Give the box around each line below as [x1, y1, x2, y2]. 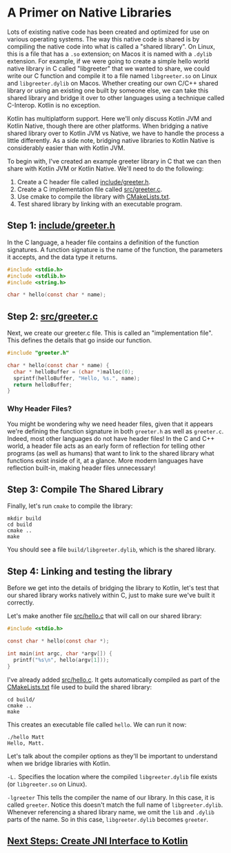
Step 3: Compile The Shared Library [7, 484, 164, 495]
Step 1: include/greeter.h [7, 219, 116, 232]
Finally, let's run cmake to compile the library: [7, 502, 133, 510]
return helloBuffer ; [13, 381, 72, 388]
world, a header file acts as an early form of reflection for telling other [7, 442, 205, 450]
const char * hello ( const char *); [7, 638, 110, 645]
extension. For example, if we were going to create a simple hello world [7, 57, 210, 65]
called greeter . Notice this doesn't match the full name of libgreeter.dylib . [7, 801, 223, 809]
